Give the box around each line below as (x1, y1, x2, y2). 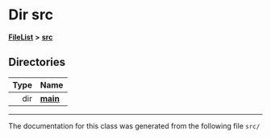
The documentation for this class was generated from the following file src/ (8, 121, 261, 130)
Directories (8, 55, 66, 69)
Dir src (8, 6, 54, 24)
